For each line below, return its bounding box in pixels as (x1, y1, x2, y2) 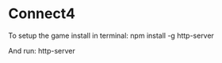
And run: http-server (8, 46, 75, 55)
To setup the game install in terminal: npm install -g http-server (8, 31, 214, 40)
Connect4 (8, 5, 75, 23)
